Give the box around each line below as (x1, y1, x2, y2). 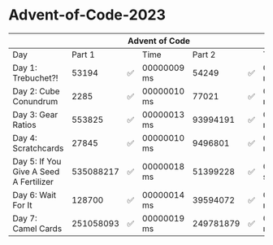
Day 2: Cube (12, 85, 60, 97)
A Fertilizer (12, 176, 54, 187)
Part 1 (71, 49, 95, 60)
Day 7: (12, 212, 38, 224)
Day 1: (12, 62, 38, 73)
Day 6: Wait (12, 189, 57, 200)
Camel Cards (12, 222, 63, 234)
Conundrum (12, 95, 58, 107)
